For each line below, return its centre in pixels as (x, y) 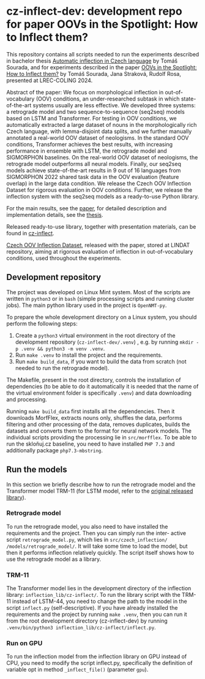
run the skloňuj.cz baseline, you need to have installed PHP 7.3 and (91, 444)
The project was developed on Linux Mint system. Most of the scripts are (99, 292)
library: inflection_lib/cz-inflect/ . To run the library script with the (93, 595)
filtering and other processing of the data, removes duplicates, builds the (98, 424)
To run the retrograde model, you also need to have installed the (87, 526)
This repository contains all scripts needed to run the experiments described (103, 54)
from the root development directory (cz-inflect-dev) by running (87, 621)
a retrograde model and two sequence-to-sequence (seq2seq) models (95, 112)
